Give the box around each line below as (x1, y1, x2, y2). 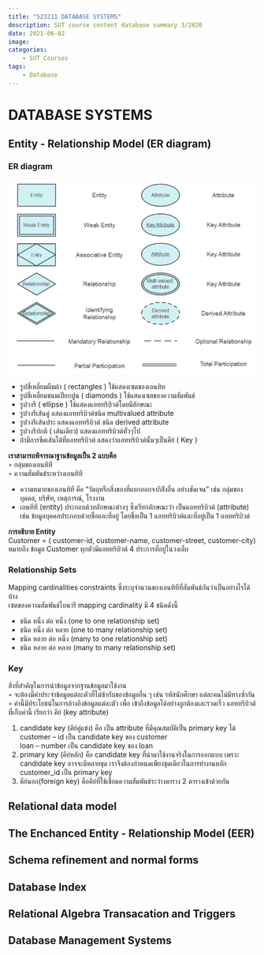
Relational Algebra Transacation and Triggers (8, 908, 236, 921)
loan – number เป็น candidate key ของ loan (19, 741, 154, 751)
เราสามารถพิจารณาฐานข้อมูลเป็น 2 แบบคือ (8, 451, 117, 461)
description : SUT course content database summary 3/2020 (8, 21, 203, 29)
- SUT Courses (22, 54, 69, 62)
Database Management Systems (8, 934, 172, 947)
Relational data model (8, 800, 117, 813)
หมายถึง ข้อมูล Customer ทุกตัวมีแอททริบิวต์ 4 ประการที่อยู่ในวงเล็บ (8, 545, 189, 554)
